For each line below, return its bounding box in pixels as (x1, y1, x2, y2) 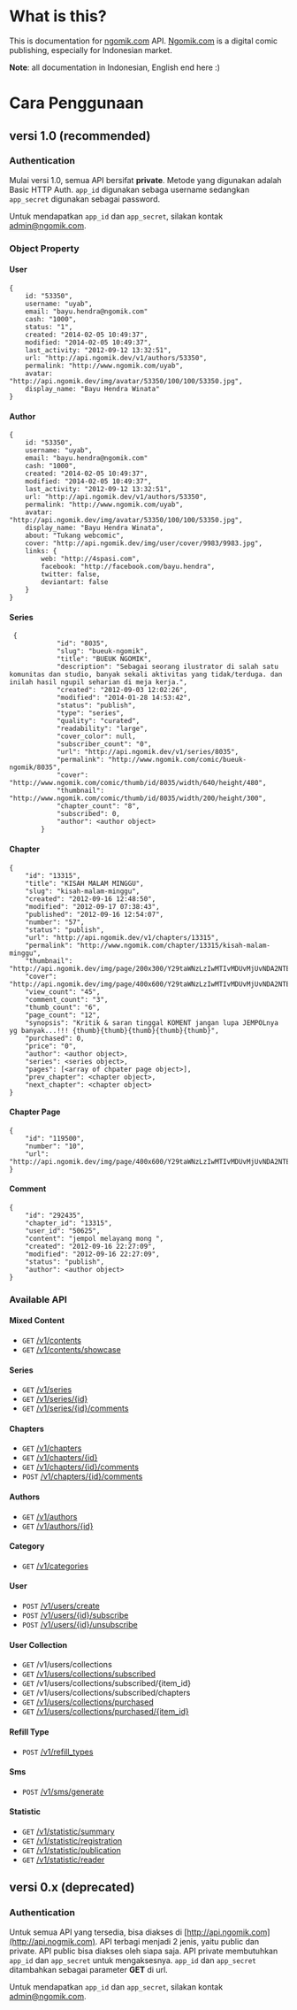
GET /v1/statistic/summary (21, 1826, 115, 1837)
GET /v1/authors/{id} (21, 1521, 94, 1531)
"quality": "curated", (56, 717, 141, 726)
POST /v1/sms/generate (21, 1786, 104, 1797)
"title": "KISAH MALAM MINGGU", (25, 879, 144, 888)
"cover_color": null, (56, 732, 137, 741)
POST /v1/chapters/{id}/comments (21, 1471, 143, 1482)
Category (9, 1541, 45, 1552)
